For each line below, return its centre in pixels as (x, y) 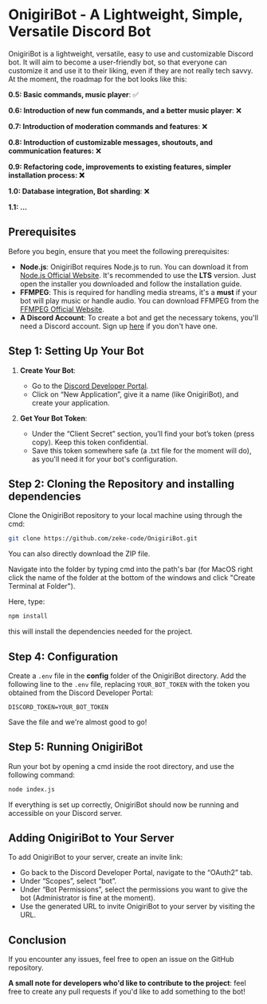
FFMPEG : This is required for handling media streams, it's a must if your (138, 292)
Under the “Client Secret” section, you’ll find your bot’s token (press (143, 433)
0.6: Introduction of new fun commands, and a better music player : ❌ (125, 110)
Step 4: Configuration (63, 656)
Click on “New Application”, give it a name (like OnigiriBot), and (135, 394)
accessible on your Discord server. (65, 813)
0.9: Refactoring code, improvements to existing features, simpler (120, 167)
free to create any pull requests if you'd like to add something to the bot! (127, 992)
